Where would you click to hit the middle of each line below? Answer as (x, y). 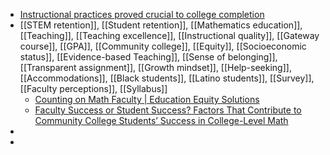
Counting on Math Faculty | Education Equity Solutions (147, 99)
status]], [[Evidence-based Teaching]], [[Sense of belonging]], (148, 57)
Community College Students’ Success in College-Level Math (161, 120)
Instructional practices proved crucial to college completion (142, 14)
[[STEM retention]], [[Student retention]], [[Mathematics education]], (161, 25)
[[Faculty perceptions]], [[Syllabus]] (93, 88)
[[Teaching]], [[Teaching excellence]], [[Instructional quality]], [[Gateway (169, 35)
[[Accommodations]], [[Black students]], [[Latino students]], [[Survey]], (167, 78)
